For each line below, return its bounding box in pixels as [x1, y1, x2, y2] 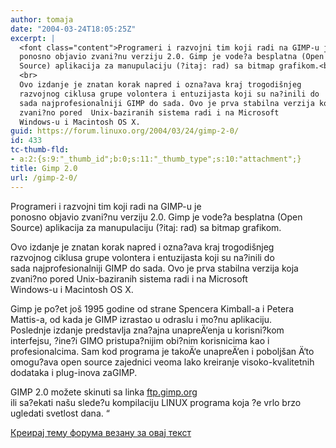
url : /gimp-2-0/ [10, 172, 78, 183]
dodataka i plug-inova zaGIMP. [10, 366, 138, 378]
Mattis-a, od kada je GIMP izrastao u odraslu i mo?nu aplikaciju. [10, 313, 273, 325]
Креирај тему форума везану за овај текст [10, 426, 192, 438]
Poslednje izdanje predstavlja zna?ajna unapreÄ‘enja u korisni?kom [10, 324, 285, 336]
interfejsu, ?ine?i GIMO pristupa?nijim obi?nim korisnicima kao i [10, 334, 270, 346]
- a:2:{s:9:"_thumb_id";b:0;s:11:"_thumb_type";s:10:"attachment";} [10, 154, 302, 164]
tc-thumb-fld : [10, 145, 70, 155]
